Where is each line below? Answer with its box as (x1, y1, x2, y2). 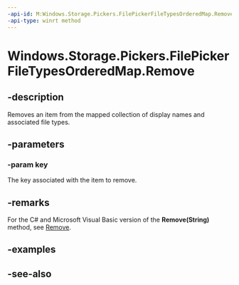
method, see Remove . (7, 223, 72, 232)
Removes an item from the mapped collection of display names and (7, 110, 205, 118)
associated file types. (7, 118, 70, 126)
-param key (7, 160, 48, 170)
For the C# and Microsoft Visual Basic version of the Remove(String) (7, 215, 210, 224)
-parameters (7, 138, 65, 150)
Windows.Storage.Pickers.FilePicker (7, 48, 230, 64)
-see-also (7, 268, 52, 280)
